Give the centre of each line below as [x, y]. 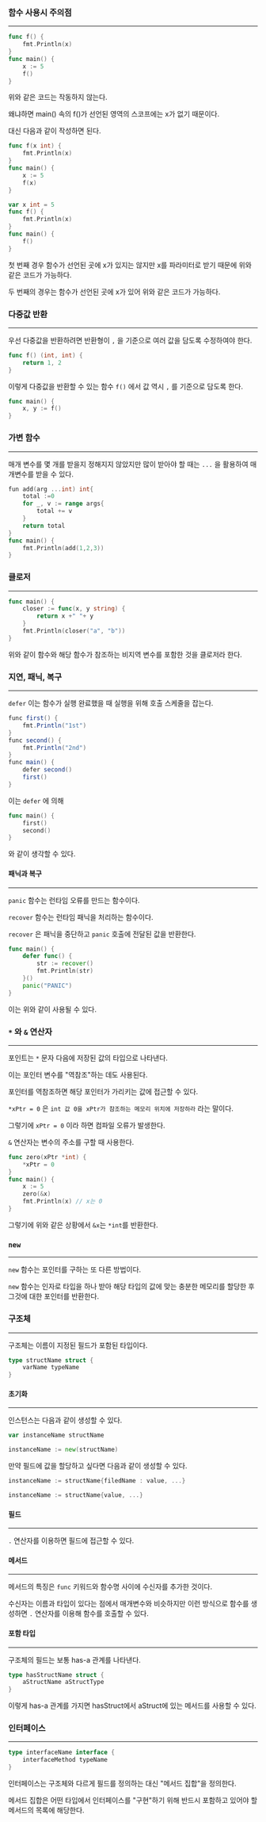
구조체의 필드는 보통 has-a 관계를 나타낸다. [74, 1659]
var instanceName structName [56, 1435]
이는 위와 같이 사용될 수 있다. [53, 1009]
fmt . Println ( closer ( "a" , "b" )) [74, 631]
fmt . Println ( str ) [65, 971]
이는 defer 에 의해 [36, 800]
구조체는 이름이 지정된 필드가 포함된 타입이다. [78, 1345]
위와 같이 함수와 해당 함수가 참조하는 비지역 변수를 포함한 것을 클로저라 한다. [125, 654]
